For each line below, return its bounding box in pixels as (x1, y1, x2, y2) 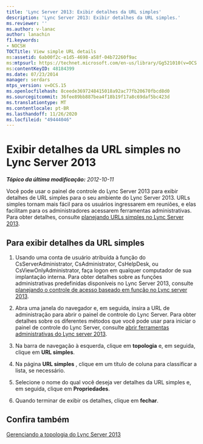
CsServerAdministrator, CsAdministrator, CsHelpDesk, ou (15, 260, 159, 267)
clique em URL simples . (15, 348, 75, 356)
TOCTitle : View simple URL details (6, 49, 97, 55)
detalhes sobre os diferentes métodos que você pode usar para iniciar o (15, 317, 196, 325)
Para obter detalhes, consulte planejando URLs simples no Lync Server (6, 214, 184, 221)
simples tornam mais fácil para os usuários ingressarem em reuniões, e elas (6, 200, 196, 208)
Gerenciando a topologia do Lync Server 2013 (6, 431, 121, 438)
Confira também (6, 415, 70, 425)
